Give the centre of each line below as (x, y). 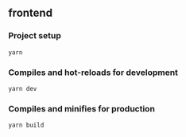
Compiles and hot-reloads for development (93, 72)
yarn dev (23, 88)
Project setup (35, 36)
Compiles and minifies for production (81, 108)
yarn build (26, 125)
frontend (31, 13)
